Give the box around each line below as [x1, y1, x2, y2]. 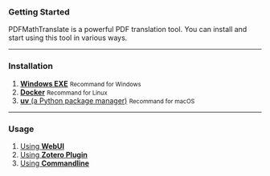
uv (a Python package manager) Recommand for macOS [19, 95, 195, 106]
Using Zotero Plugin [19, 150, 88, 159]
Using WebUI [19, 141, 64, 150]
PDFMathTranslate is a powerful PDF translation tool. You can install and [8, 25, 247, 34]
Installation [8, 61, 54, 72]
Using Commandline [19, 158, 90, 168]
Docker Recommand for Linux [19, 87, 108, 97]
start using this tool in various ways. [8, 33, 128, 42]
